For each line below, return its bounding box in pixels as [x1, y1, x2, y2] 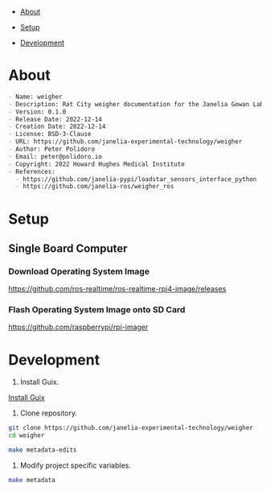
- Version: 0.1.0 [8, 108, 67, 116]
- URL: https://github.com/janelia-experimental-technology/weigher [8, 138, 243, 146]
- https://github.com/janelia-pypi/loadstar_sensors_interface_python [15, 175, 257, 184]
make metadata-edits [8, 446, 78, 454]
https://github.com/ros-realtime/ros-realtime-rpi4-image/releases [8, 284, 227, 294]
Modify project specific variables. [19, 460, 131, 470]
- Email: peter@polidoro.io [8, 152, 103, 160]
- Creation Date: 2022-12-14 [8, 122, 106, 131]
